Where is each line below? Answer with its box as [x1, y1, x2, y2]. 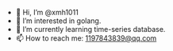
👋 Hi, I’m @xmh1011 [15, 8, 79, 17]
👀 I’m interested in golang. [15, 16, 102, 25]
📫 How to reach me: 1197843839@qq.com [15, 33, 157, 43]
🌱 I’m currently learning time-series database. [15, 25, 166, 33]
